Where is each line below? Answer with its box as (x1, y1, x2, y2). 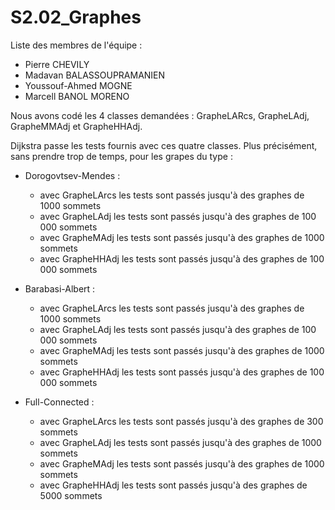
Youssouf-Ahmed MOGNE (24, 79, 133, 91)
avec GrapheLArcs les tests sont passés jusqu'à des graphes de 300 (39, 415, 324, 427)
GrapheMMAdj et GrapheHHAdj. (10, 120, 143, 132)
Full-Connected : (24, 396, 95, 408)
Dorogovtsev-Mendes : (24, 169, 121, 181)
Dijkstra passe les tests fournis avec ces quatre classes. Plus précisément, (10, 139, 318, 151)
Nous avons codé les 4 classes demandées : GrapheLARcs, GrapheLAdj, (10, 109, 310, 121)
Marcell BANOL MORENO (24, 90, 130, 102)
